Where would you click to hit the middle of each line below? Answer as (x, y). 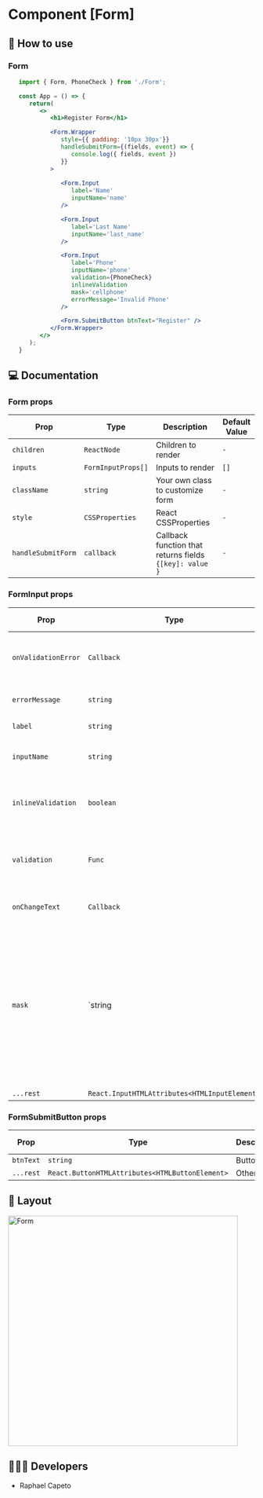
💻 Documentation (54, 376)
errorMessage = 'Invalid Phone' (120, 299)
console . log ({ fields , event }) (124, 154)
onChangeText (36, 906)
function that (179, 545)
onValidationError (46, 657)
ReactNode (102, 450)
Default (237, 422)
